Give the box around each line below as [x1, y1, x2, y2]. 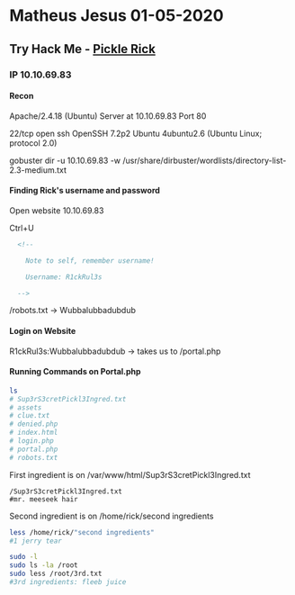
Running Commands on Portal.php [9, 366, 141, 377]
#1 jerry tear [9, 536, 63, 545]
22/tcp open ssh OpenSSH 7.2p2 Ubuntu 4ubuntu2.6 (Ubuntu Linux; [9, 128, 263, 139]
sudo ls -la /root [9, 561, 78, 570]
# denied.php [9, 419, 58, 428]
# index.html [9, 428, 58, 437]
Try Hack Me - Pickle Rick [9, 41, 156, 57]
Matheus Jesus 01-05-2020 [9, 5, 224, 26]
